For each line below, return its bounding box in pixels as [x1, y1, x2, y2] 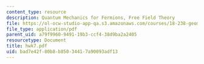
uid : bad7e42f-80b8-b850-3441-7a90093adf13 [6, 49, 118, 55]
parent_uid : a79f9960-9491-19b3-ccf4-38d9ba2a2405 [6, 32, 137, 38]
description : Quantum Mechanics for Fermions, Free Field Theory [6, 15, 175, 21]
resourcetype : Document [6, 37, 67, 43]
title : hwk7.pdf [6, 43, 47, 49]
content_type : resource [6, 9, 67, 15]
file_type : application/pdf [6, 26, 78, 32]
